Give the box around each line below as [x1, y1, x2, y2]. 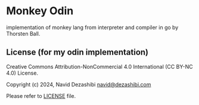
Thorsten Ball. [6, 30, 41, 37]
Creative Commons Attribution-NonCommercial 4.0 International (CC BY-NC [6, 63, 194, 70]
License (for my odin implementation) [6, 47, 149, 58]
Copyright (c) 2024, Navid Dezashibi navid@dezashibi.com [6, 81, 151, 88]
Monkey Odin [6, 4, 74, 18]
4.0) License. [6, 69, 39, 77]
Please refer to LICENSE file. [6, 92, 76, 99]
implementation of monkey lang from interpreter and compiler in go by [6, 24, 179, 31]
